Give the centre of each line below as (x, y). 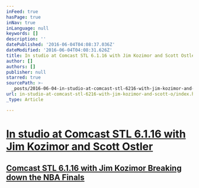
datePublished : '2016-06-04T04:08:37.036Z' (61, 45)
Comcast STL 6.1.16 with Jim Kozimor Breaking (94, 168)
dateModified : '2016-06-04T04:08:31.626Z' (59, 50)
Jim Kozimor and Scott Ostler (80, 146)
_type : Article (25, 99)
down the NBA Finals (45, 178)
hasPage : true (24, 17)
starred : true (24, 77)
